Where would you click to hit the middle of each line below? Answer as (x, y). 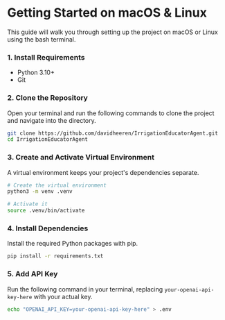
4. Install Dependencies (48, 228)
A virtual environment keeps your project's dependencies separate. (103, 172)
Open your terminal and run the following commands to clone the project (111, 113)
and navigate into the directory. (52, 120)
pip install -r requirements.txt (55, 256)
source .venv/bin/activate (46, 211)
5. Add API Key (33, 274)
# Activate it (28, 204)
